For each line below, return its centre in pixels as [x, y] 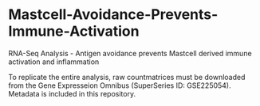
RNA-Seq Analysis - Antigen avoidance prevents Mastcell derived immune [130, 53]
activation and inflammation [54, 62]
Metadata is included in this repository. [72, 93]
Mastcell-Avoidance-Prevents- [113, 15]
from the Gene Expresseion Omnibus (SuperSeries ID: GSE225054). [120, 85]
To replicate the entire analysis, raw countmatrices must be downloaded [127, 77]
